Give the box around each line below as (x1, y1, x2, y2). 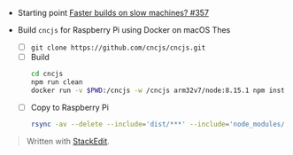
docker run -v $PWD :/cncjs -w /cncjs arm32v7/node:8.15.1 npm (30, 86, 266, 95)
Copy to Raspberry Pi (30, 102, 109, 112)
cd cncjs (30, 70, 64, 79)
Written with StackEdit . (26, 136, 111, 146)
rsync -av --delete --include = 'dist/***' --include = (30, 120, 230, 128)
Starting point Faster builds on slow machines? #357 (17, 8, 210, 18)
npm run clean (30, 78, 83, 87)
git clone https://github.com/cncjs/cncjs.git (30, 43, 206, 52)
